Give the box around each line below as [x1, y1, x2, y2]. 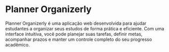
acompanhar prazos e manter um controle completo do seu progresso [5, 36, 152, 42]
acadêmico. [5, 41, 30, 47]
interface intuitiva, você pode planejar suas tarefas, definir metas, [5, 31, 143, 37]
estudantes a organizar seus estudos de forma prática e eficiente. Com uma [5, 25, 164, 31]
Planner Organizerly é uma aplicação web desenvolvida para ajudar [5, 20, 147, 26]
